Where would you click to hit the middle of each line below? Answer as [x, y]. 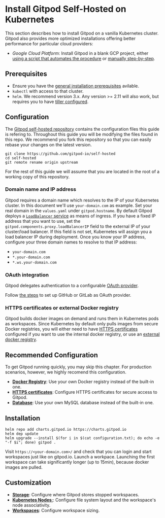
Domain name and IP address [41, 189]
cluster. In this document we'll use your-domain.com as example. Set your [79, 205]
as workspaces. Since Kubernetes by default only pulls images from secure [82, 324]
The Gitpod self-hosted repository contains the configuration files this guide [82, 129]
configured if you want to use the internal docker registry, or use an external [82, 334]
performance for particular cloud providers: [49, 43]
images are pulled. [24, 467]
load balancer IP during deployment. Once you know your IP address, [76, 237]
